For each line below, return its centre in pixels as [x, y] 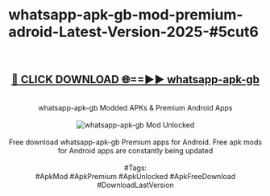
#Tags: [135, 168]
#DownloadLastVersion [135, 185]
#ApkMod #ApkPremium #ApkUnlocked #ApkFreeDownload [135, 176]
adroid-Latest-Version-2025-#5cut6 [134, 32]
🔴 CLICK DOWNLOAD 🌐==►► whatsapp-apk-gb [135, 79]
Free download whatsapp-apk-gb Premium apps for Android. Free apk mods [135, 142]
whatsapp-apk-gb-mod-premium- [126, 15]
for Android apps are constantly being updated [135, 150]
